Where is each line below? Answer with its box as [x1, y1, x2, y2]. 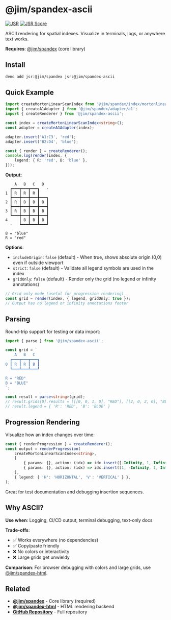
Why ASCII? [5, 504, 44, 512]
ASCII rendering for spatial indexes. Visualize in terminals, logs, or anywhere [5, 30, 165, 36]
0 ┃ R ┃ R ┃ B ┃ [5, 362, 40, 367]
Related [5, 584, 31, 593]
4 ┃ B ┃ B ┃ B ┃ [5, 218, 49, 223]
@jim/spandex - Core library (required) [12, 598, 96, 604]
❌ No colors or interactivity [12, 548, 70, 555]
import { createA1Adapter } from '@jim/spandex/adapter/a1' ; [5, 106, 138, 112]
